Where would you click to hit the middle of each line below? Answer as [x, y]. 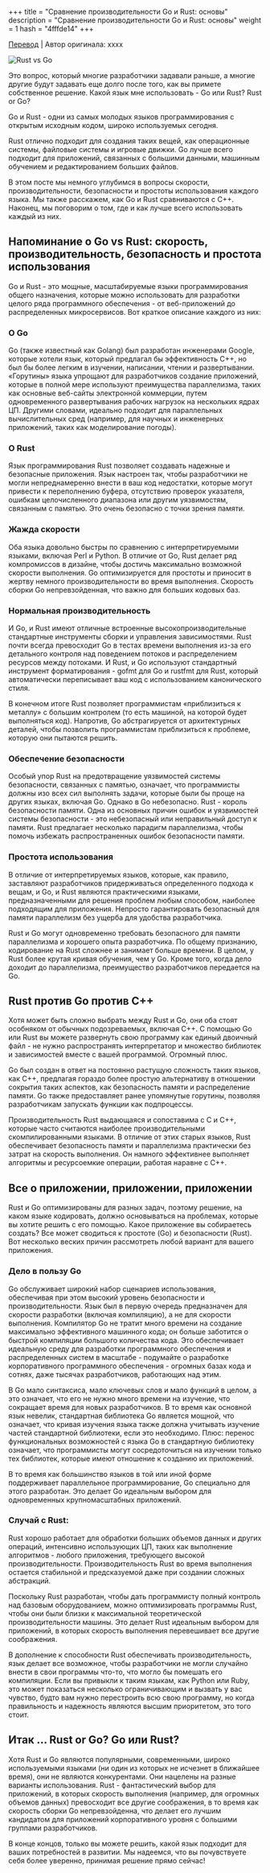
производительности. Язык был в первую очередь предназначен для [128, 1306]
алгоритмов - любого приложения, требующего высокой [106, 1555]
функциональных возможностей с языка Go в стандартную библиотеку [131, 1441]
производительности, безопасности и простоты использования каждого [133, 191]
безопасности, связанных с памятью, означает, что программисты [124, 785]
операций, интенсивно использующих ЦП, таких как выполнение [121, 1546]
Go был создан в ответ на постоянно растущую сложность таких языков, [135, 1070]
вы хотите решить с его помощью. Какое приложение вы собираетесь [130, 1225]
